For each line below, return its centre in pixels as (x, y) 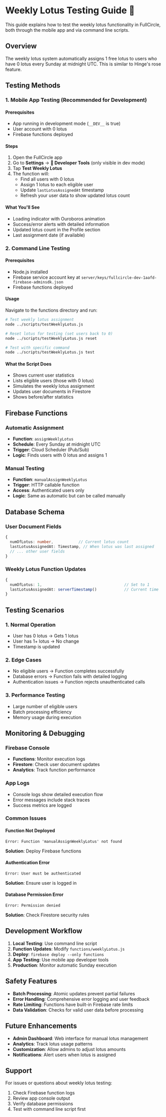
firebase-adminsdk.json (38, 282)
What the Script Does (29, 364)
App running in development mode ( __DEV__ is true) (67, 124)
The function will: (31, 174)
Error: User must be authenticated (43, 873)
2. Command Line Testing (38, 248)
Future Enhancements (41, 1026)
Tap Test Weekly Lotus (37, 168)
